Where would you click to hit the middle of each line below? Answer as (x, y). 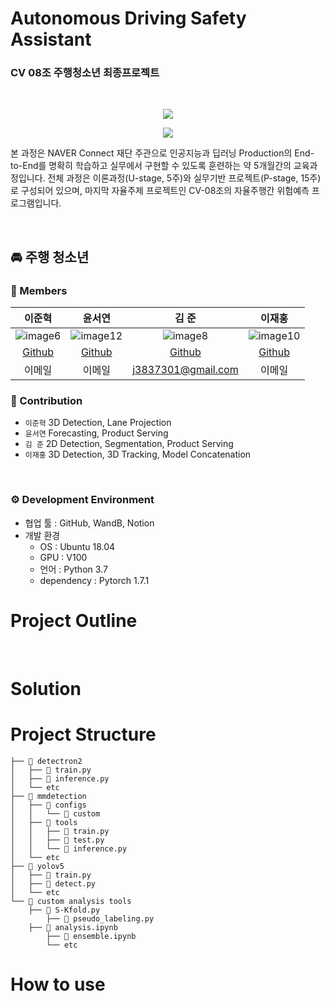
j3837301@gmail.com (185, 370)
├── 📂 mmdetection (48, 796)
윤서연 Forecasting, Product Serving (96, 433)
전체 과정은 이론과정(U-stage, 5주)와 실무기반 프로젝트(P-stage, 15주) (184, 178)
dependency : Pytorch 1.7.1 (94, 580)
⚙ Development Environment (82, 500)
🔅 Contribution (46, 401)
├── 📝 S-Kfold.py (64, 910)
